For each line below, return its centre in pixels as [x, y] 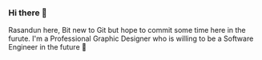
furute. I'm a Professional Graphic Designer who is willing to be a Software [131, 38]
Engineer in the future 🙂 [47, 47]
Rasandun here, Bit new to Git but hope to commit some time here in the [127, 30]
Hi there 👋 [28, 13]
